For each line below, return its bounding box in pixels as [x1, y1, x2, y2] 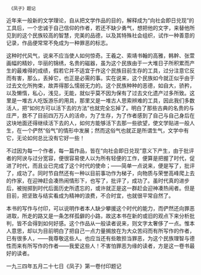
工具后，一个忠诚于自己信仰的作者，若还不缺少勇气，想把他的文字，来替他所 [6, 25, 195, 31]
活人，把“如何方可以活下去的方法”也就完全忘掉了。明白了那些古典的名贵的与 [6, 104, 194, 111]
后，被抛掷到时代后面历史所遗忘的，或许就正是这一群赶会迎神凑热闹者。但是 [6, 185, 195, 192]
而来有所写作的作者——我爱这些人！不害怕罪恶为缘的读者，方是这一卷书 [11, 242, 190, 249]
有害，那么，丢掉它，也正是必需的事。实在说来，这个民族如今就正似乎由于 [11, 74, 195, 81]
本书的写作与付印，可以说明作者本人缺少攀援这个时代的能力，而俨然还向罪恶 [6, 205, 195, 211]
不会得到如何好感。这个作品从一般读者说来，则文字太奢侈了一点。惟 [22, 220, 190, 226]
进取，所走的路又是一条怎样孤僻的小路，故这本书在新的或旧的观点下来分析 [6, 212, 190, 219]
